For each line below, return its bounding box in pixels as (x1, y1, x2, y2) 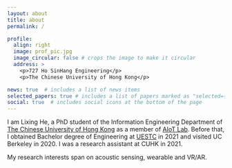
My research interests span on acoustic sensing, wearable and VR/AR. (7, 153, 207, 162)
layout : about (7, 10, 48, 17)
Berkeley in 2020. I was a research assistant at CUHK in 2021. (7, 140, 183, 148)
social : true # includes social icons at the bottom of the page (7, 99, 202, 106)
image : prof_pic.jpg (13, 48, 72, 55)
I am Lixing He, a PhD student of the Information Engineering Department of (7, 118, 223, 126)
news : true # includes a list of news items (7, 86, 140, 93)
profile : (7, 35, 32, 42)
